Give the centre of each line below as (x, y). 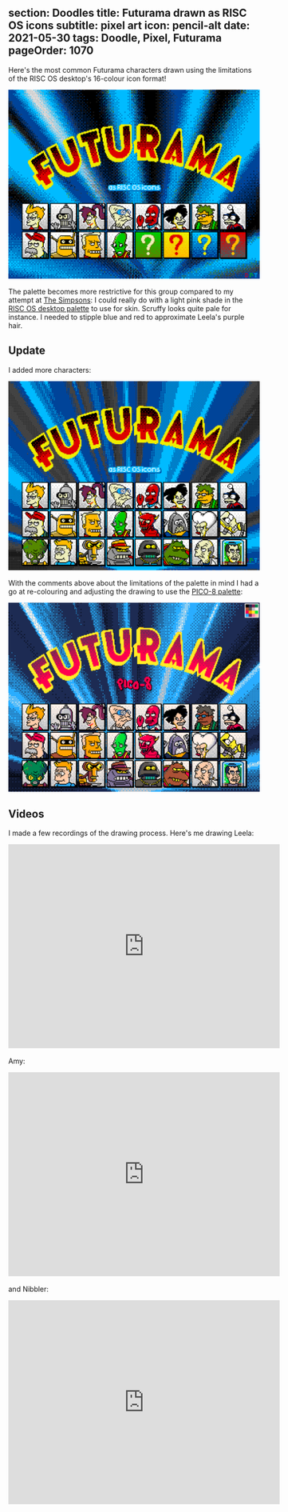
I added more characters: (50, 370)
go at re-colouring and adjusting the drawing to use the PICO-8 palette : (126, 591)
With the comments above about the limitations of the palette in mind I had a (134, 582)
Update (27, 351)
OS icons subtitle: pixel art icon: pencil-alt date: (129, 26)
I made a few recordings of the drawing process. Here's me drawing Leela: (131, 833)
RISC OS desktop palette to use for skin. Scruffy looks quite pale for (120, 308)
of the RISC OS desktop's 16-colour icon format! (87, 78)
